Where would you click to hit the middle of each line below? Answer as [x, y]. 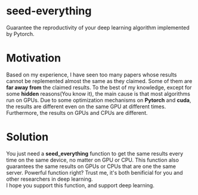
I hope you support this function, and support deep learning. [81, 185]
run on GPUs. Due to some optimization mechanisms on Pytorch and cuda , [99, 100]
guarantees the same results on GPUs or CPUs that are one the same [91, 166]
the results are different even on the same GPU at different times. [86, 106]
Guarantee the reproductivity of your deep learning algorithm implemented [98, 28]
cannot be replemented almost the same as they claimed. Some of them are [99, 81]
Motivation [34, 58]
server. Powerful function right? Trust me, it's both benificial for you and [95, 172]
